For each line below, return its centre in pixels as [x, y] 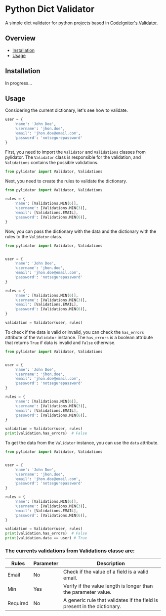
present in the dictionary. [92, 607]
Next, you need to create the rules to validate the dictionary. [66, 181]
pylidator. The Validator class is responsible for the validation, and [73, 157]
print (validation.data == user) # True [46, 538]
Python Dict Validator [50, 9]
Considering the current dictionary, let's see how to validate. [67, 110]
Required [18, 603]
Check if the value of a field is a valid [106, 572]
